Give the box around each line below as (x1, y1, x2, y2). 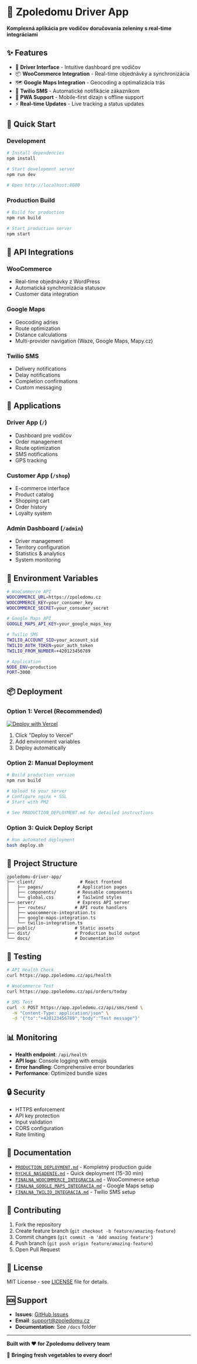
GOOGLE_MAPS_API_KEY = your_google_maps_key (6, 621, 112, 627)
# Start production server (6, 225, 72, 231)
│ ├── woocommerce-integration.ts (6, 910, 96, 916)
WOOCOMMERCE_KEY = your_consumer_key (6, 599, 94, 606)
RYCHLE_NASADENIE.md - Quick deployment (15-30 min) (15, 1169, 144, 1176)
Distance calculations (15, 331, 67, 338)
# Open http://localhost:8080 (6, 182, 81, 188)
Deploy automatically (15, 744, 66, 751)
